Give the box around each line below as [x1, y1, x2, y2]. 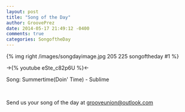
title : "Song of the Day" [6, 14, 71, 20]
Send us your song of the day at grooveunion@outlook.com [6, 99, 154, 106]
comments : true [6, 31, 44, 37]
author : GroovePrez [6, 20, 55, 26]
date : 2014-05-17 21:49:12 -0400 [6, 25, 90, 32]
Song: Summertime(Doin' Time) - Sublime [6, 76, 110, 83]
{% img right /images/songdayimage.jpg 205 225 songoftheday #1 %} [6, 53, 180, 60]
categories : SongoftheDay [6, 36, 71, 42]
